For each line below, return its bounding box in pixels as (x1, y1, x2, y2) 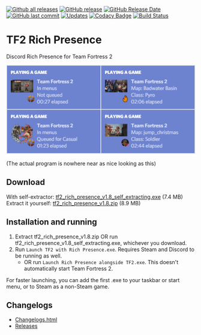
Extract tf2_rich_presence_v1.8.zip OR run (14, 233, 118, 240)
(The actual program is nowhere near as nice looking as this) (6, 160, 157, 167)
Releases (14, 322, 38, 330)
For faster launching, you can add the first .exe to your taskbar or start (6, 276, 180, 283)
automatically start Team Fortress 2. (23, 265, 113, 272)
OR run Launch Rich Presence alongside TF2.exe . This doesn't (23, 258, 179, 265)
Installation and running (6, 217, 97, 228)
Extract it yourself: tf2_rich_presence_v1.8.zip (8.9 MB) (6, 199, 141, 207)
